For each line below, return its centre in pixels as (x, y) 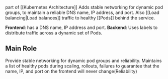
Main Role (21, 49)
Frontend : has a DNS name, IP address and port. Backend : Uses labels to (81, 27)
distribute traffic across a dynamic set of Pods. (54, 33)
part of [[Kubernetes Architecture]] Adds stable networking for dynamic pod (84, 7)
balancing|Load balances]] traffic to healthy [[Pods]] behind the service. (80, 18)
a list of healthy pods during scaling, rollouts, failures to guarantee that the (82, 66)
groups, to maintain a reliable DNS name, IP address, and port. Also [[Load (82, 12)
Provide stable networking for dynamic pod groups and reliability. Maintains (83, 60)
